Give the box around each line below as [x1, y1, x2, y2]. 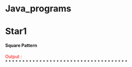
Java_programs [5, 3, 71, 14]
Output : [5, 53, 22, 60]
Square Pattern [5, 42, 37, 48]
